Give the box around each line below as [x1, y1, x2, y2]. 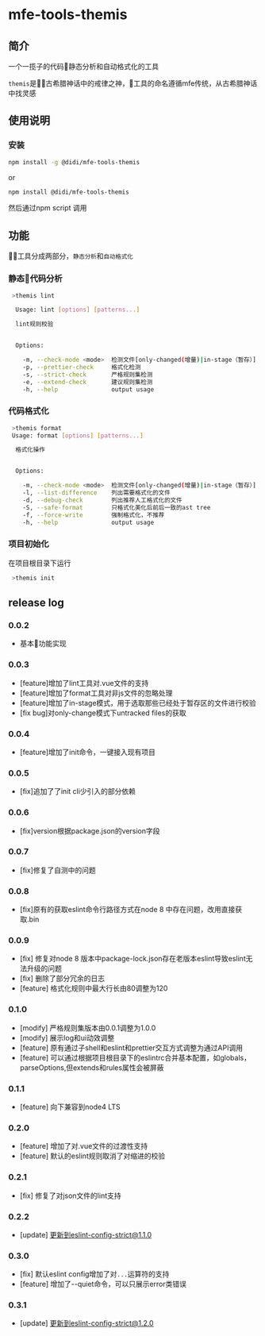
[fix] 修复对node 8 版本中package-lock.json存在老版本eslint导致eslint [19, 954, 246, 964]
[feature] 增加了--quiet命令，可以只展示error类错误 [19, 1280, 186, 1289]
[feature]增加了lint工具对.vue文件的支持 [19, 678, 149, 687]
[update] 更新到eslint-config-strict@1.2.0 [19, 1319, 154, 1328]
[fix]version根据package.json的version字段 [19, 826, 160, 835]
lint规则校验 [15, 320, 54, 329]
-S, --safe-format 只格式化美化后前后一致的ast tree [22, 503, 211, 511]
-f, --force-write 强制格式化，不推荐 [22, 510, 165, 519]
